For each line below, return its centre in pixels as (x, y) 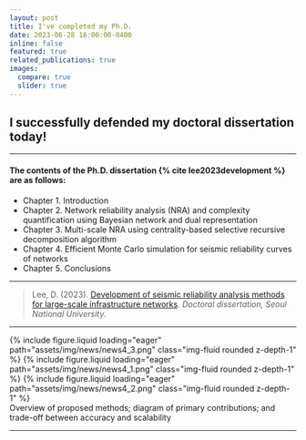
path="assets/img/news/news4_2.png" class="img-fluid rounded (132, 388)
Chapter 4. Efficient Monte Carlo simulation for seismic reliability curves (157, 249)
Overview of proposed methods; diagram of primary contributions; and (143, 407)
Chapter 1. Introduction (66, 200)
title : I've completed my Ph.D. (71, 26)
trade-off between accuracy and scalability (90, 417)
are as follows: (38, 180)
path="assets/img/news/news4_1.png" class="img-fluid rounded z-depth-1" (152, 369)
